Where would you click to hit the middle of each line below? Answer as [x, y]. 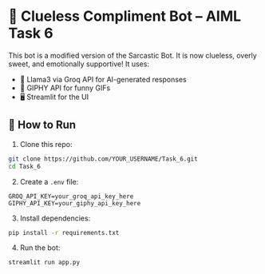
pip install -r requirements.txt [64, 232]
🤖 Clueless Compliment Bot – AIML [125, 16]
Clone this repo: [46, 144]
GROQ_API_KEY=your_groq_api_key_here [71, 196]
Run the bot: [40, 248]
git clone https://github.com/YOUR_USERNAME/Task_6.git [103, 159]
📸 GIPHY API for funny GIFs [65, 88]
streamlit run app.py [44, 263]
